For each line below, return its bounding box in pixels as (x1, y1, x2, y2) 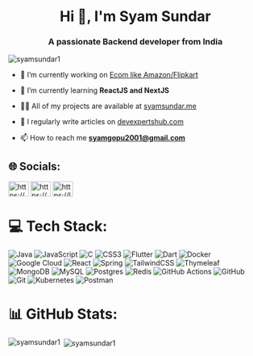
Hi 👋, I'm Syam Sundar (59, 7, 212, 26)
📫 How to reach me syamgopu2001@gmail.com (19, 133, 185, 143)
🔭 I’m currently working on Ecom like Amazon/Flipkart (19, 70, 199, 80)
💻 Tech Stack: (8, 217, 108, 236)
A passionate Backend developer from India (48, 36, 223, 48)
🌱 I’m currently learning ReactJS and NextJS (19, 86, 169, 95)
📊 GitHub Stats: (8, 305, 118, 324)
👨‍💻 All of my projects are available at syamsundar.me (19, 101, 197, 111)
